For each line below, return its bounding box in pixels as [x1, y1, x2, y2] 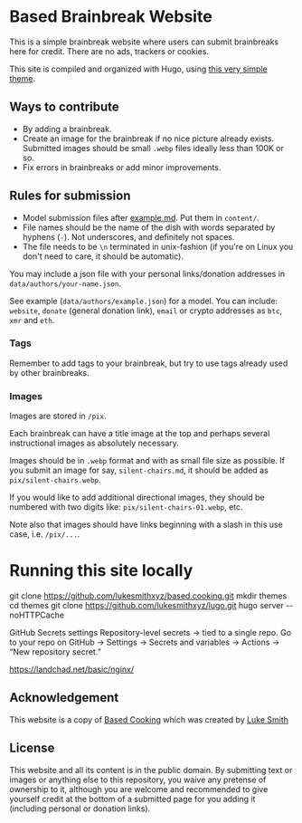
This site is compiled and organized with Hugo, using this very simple [9, 63, 269, 74]
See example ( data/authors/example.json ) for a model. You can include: [9, 295, 278, 306]
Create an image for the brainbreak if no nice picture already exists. [22, 133, 274, 144]
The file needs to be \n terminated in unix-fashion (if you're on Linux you [22, 241, 294, 252]
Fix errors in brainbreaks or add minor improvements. [22, 161, 222, 173]
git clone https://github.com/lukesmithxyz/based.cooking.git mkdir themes [9, 590, 288, 601]
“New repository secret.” [9, 646, 101, 657]
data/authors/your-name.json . [9, 278, 122, 289]
